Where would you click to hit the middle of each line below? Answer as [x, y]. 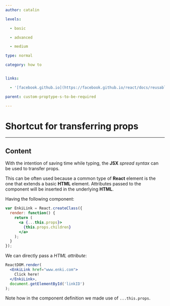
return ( [24, 218]
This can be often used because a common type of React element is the [80, 178]
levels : [13, 19]
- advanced [21, 37]
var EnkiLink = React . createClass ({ [44, 208]
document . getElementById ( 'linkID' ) [47, 284]
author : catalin [22, 10]
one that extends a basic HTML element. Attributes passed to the [73, 184]
